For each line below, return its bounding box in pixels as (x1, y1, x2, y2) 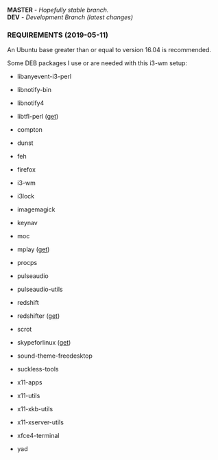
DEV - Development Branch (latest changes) (7, 13, 134, 21)
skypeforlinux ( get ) (16, 338, 71, 347)
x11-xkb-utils (16, 405, 53, 413)
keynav (16, 219, 38, 227)
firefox (16, 165, 36, 174)
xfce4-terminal (16, 432, 60, 440)
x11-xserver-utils (16, 418, 64, 426)
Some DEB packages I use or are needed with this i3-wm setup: (7, 59, 187, 67)
